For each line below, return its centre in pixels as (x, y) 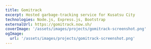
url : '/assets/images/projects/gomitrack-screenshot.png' (73, 39)
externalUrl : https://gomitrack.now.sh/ (49, 24)
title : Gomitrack (24, 10)
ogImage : (14, 34)
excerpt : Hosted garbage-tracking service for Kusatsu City (70, 15)
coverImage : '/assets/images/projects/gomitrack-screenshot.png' (76, 29)
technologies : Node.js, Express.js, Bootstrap (55, 19)
